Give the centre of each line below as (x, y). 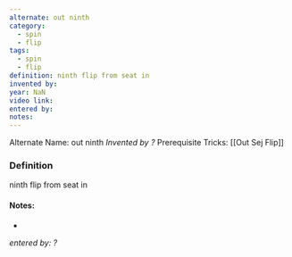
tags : (19, 51)
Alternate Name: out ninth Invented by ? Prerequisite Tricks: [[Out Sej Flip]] (146, 143)
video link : (31, 100)
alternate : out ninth (50, 17)
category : (28, 26)
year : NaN (28, 92)
